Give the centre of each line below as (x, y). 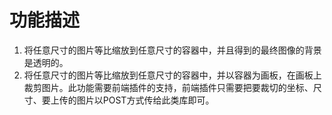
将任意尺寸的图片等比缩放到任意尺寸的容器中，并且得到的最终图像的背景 (172, 50)
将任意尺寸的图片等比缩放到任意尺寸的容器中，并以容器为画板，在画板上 (172, 75)
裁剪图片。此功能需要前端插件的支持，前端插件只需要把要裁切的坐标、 (168, 87)
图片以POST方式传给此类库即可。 (145, 100)
